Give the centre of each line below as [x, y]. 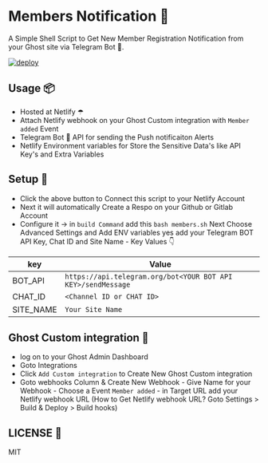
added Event [39, 129]
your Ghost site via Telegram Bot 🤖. [66, 46]
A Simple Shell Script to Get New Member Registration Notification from [126, 38]
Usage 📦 [32, 88]
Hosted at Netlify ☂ [52, 112]
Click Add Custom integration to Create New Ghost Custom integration [136, 374]
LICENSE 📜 [35, 433]
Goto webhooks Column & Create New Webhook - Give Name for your [135, 382]
